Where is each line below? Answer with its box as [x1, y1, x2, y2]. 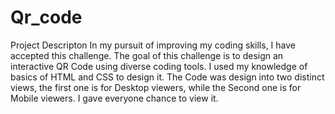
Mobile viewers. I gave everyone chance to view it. [10, 92, 219, 104]
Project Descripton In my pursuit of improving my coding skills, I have [10, 39, 297, 51]
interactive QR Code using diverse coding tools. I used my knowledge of [10, 60, 308, 72]
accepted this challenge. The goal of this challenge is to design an [10, 49, 284, 61]
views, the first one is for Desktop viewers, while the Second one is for [10, 81, 302, 93]
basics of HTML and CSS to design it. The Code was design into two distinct [10, 71, 325, 83]
